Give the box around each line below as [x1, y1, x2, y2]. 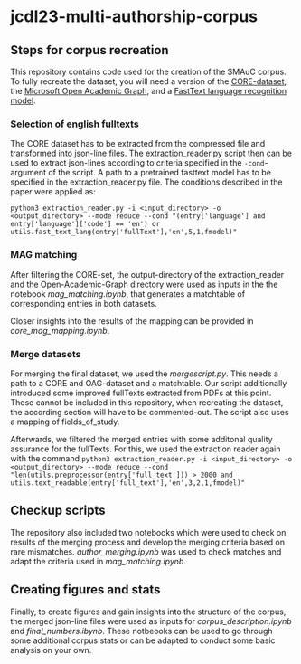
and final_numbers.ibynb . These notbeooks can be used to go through [10, 625, 274, 636]
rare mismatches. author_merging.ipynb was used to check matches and [10, 545, 282, 557]
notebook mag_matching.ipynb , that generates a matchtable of [10, 288, 246, 299]
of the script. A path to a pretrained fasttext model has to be [47, 167, 272, 178]
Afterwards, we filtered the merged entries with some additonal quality [10, 433, 274, 444]
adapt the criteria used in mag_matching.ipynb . [10, 555, 186, 566]
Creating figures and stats [10, 582, 161, 598]
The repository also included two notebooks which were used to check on [10, 526, 287, 537]
